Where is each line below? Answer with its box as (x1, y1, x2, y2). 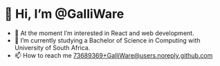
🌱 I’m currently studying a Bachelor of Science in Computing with (14, 36, 201, 44)
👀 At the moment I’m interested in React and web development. (14, 29, 194, 37)
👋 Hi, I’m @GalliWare (4, 6, 125, 22)
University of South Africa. (14, 43, 91, 52)
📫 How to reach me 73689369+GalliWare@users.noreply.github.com (14, 51, 213, 59)
